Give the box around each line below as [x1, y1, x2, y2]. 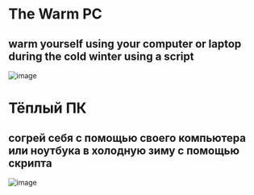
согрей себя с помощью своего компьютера [8, 131, 246, 145]
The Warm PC [8, 5, 102, 23]
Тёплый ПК [8, 99, 87, 118]
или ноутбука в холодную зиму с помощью [8, 143, 240, 157]
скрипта [8, 156, 52, 170]
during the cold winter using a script [8, 49, 194, 63]
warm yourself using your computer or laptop [8, 37, 242, 51]
